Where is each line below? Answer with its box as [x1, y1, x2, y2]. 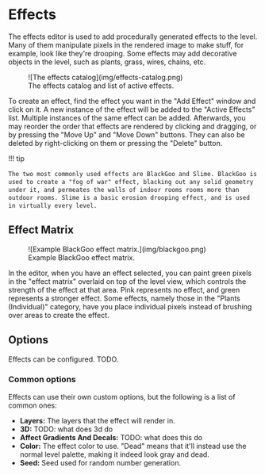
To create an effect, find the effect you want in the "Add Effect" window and [8, 96, 256, 105]
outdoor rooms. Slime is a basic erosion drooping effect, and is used [8, 193, 250, 201]
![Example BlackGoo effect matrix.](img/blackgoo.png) [28, 244, 206, 254]
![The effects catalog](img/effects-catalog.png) [28, 72, 183, 82]
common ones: [8, 400, 57, 410]
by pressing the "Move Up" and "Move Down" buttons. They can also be [8, 129, 245, 140]
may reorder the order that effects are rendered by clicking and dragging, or [8, 121, 257, 131]
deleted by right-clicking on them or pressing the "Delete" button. [8, 138, 223, 147]
